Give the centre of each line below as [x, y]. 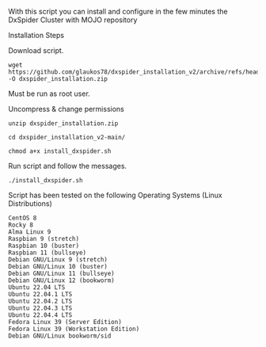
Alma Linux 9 [30, 232]
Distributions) [30, 204]
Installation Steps [36, 35]
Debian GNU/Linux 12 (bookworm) [61, 280]
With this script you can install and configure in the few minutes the [118, 11]
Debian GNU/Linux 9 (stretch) [58, 260]
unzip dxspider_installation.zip [63, 124]
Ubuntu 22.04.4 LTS [40, 315]
